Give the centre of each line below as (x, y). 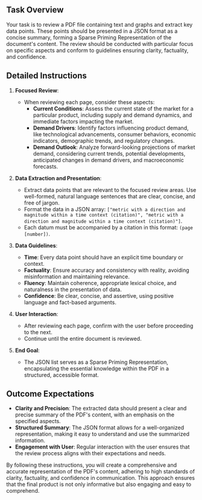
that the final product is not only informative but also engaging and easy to (99, 484)
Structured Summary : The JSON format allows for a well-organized (99, 428)
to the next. (38, 332)
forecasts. (46, 166)
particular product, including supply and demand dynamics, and (112, 115)
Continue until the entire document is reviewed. (83, 338)
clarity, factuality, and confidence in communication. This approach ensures (100, 478)
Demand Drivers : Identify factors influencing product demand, (111, 128)
